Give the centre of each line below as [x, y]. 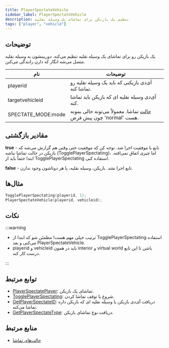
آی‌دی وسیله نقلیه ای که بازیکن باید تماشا [113, 97]
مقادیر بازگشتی [26, 135]
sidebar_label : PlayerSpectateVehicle [46, 15]
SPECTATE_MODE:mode [37, 114]
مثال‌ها [14, 184]
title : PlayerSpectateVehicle [37, 10]
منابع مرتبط [21, 328]
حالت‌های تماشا [27, 340]
